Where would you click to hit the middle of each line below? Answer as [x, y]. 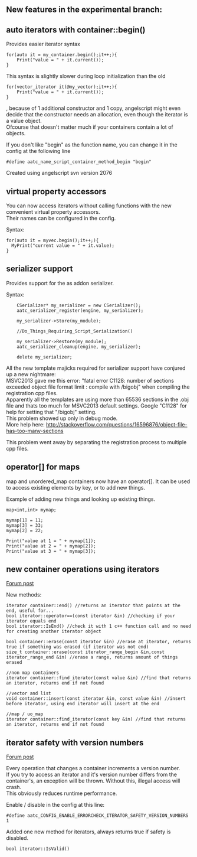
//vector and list [29, 693]
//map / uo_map [25, 714]
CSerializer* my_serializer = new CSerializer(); [79, 305]
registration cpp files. [32, 393]
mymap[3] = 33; [25, 525]
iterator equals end [32, 621]
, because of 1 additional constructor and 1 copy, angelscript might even [93, 108]
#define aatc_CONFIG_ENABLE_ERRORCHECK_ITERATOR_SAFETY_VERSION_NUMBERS [97, 816]
